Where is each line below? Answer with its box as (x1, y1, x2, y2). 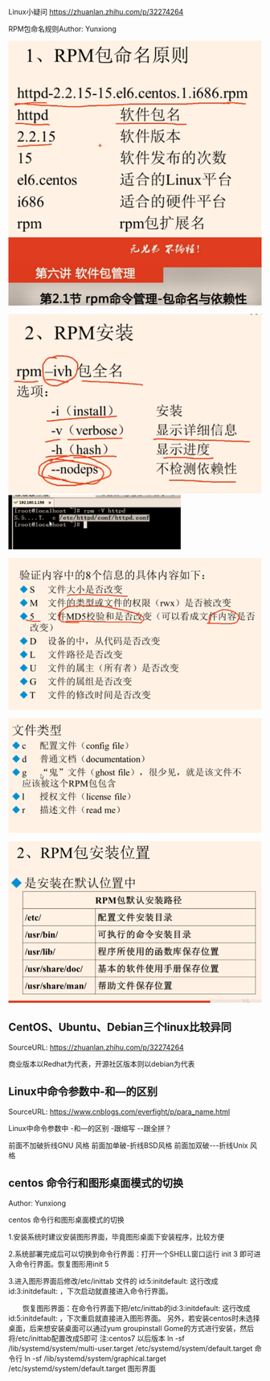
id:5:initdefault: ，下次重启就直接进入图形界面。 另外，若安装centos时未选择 (8, 1313, 260, 1323)
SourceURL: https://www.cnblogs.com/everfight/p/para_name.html (8, 1107, 231, 1116)
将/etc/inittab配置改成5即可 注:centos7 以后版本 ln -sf (8, 1334, 185, 1343)
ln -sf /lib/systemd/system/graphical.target (23, 1354, 166, 1363)
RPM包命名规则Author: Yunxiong (8, 24, 117, 34)
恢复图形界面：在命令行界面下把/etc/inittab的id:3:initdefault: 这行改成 (22, 1303, 251, 1313)
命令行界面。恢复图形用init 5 (14, 1259, 109, 1268)
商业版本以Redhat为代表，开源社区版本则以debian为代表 (8, 1058, 195, 1068)
